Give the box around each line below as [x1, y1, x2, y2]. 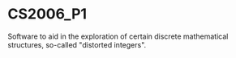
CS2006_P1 [7, 5, 87, 23]
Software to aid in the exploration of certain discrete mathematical [7, 31, 229, 41]
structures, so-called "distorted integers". [7, 39, 147, 49]
